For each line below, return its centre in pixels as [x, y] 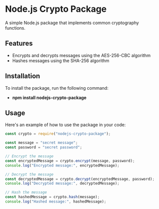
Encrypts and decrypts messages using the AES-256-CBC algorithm [81, 55]
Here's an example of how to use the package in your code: [66, 125]
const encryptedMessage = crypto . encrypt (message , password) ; [70, 161]
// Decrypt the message [29, 174]
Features [19, 44]
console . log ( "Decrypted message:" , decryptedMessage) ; [62, 183]
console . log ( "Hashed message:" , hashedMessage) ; [56, 202]
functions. [15, 28]
